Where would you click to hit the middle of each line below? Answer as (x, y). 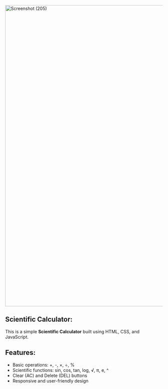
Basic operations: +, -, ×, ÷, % (43, 365)
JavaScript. (17, 337)
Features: (20, 353)
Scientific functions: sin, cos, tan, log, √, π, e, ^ (60, 370)
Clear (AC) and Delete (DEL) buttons (50, 375)
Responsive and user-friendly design (50, 380)
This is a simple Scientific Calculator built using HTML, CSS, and (72, 331)
